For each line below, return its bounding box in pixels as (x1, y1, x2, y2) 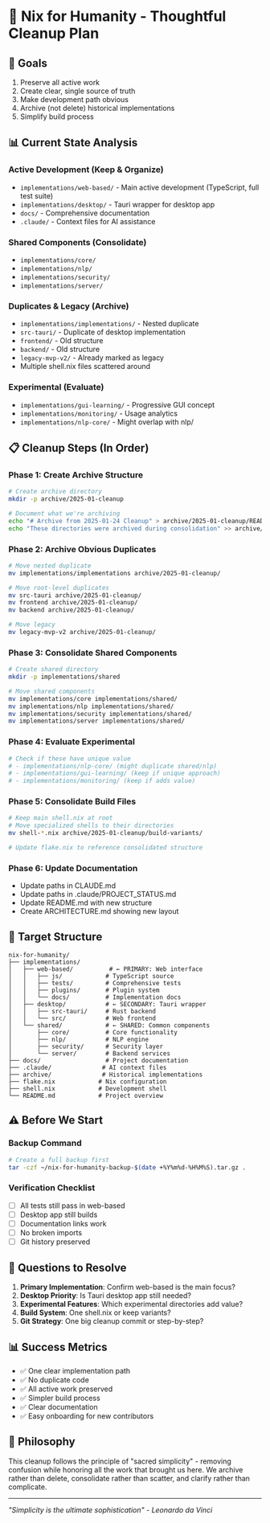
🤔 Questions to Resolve (8, 1261, 127, 1275)
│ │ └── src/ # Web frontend (8, 1014, 157, 1023)
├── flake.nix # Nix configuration (8, 1078, 167, 1086)
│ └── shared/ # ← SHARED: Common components (8, 1021, 211, 1030)
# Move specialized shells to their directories (8, 821, 174, 830)
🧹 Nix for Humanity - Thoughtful (8, 7, 227, 26)
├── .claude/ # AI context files (8, 1064, 167, 1072)
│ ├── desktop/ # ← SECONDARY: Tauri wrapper (8, 1001, 207, 1009)
